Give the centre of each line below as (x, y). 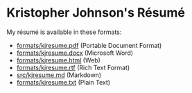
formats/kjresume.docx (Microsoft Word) (75, 53)
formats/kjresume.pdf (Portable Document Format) (89, 45)
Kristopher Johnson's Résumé (96, 13)
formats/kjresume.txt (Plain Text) (63, 82)
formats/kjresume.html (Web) (59, 60)
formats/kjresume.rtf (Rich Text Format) (73, 67)
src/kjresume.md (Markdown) (59, 75)
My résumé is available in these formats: (64, 32)
